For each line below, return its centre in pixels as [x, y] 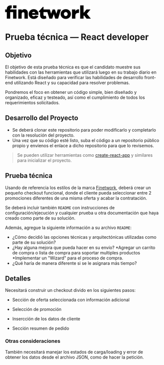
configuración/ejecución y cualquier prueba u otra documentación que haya [82, 213]
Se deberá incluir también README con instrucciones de [60, 207]
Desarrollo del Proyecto [42, 118]
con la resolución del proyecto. [43, 135]
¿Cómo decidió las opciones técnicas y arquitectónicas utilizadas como [84, 237]
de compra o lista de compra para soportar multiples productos [76, 253]
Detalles [18, 279]
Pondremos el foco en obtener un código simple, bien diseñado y [71, 92]
